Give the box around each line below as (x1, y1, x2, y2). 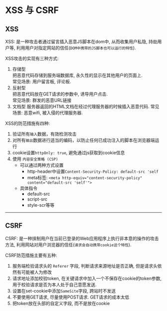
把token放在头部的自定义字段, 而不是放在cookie (12, 300, 110, 306)
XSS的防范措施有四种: (5, 120, 50, 126)
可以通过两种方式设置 (19, 162, 64, 168)
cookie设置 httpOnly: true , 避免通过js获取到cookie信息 (12, 150, 125, 155)
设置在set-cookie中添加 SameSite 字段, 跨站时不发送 (12, 288, 116, 294)
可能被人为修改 (21, 269, 52, 275)
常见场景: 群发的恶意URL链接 (12, 97, 72, 103)
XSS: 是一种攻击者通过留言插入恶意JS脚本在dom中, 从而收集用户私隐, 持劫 (5, 38, 158, 44)
